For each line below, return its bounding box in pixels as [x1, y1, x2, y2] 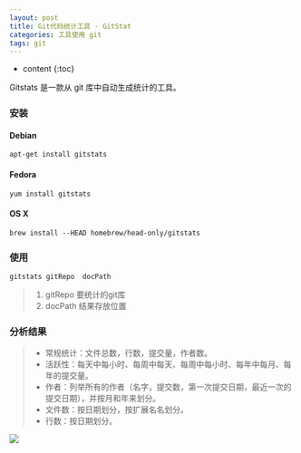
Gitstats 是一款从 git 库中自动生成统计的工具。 [9, 82, 181, 93]
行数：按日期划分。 [44, 416, 118, 427]
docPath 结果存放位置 [44, 301, 127, 312]
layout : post [9, 13, 59, 23]
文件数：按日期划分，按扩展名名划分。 [44, 404, 189, 415]
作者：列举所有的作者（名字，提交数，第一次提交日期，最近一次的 [44, 381, 292, 392]
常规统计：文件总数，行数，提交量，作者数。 [44, 348, 213, 359]
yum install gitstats [9, 189, 92, 198]
